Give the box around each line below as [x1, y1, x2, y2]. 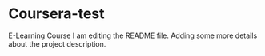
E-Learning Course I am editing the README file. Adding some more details [8, 31, 258, 40]
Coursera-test [8, 5, 106, 23]
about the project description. [8, 39, 106, 48]
